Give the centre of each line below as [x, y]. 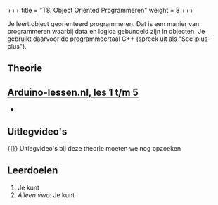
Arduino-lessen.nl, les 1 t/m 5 [73, 92]
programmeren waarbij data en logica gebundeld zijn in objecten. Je [106, 31]
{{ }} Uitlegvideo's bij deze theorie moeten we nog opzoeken [94, 149]
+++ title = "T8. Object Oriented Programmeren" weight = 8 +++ [101, 10]
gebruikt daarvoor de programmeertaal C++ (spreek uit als [92, 39]
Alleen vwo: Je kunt [46, 195]
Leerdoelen [33, 171]
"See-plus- [194, 39]
